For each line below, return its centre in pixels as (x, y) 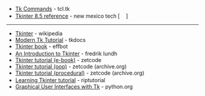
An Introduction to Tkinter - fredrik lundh (66, 53)
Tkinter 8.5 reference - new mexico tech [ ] (71, 16)
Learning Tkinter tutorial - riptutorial (60, 80)
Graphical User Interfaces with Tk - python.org (74, 87)
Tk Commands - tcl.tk (42, 9)
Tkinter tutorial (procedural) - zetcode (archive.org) (80, 73)
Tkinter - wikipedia (39, 33)
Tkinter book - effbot (41, 46)
